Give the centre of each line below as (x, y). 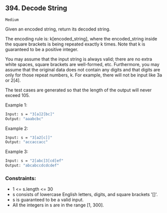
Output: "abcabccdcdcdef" (32, 165)
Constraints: (21, 178)
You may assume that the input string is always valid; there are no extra (79, 59)
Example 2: (17, 128)
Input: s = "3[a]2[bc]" (30, 114)
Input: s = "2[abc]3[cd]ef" (34, 161)
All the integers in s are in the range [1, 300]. (58, 205)
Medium (12, 19)
